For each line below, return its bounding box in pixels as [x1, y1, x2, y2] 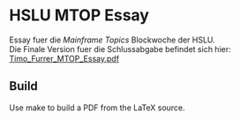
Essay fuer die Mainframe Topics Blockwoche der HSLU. [9, 34, 216, 45]
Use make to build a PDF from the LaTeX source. [9, 102, 185, 113]
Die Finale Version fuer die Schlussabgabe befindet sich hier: [9, 43, 231, 54]
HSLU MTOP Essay [9, 5, 150, 26]
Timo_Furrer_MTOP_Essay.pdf [9, 53, 120, 64]
